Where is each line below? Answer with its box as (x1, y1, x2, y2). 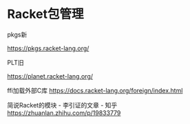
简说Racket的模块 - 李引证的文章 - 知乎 (7, 101, 118, 109)
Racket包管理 (7, 6, 84, 22)
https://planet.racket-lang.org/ (7, 72, 94, 80)
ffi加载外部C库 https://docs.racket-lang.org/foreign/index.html (7, 86, 183, 94)
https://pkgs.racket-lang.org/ (7, 44, 89, 52)
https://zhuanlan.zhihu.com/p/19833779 (7, 108, 121, 117)
